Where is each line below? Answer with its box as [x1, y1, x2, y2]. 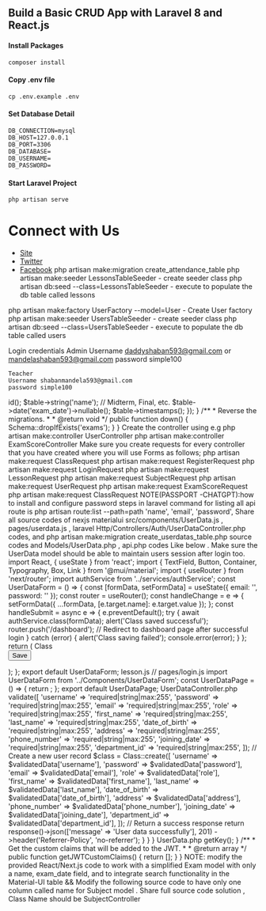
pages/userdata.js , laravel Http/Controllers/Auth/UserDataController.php [8, 524, 246, 533]
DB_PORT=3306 [8, 141, 51, 149]
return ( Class [8, 641, 53, 651]
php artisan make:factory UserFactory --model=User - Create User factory [8, 306, 253, 315]
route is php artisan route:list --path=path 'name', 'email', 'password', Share [8, 507, 255, 517]
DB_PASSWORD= [8, 161, 51, 169]
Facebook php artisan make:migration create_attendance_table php [19, 265, 240, 275]
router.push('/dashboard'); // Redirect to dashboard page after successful [8, 624, 249, 634]
